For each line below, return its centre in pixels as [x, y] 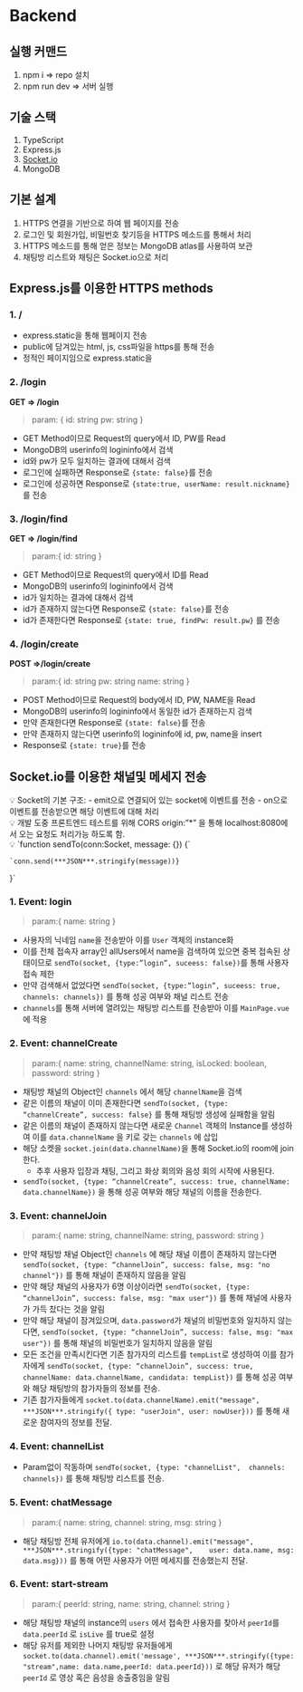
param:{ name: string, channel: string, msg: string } [127, 1522]
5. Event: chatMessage [61, 1503]
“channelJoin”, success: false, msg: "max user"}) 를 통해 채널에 [145, 1297]
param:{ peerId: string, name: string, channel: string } [131, 1603]
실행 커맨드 [38, 51]
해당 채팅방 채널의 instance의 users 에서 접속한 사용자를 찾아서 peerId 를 [151, 1622]
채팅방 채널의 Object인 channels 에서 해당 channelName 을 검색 [132, 1091]
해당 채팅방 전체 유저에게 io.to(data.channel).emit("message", [138, 1541]
